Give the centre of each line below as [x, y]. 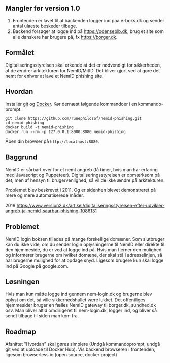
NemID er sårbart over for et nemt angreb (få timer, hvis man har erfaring [82, 170]
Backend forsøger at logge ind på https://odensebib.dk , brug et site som [88, 31]
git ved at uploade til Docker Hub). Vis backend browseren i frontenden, [80, 349]
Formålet [20, 53]
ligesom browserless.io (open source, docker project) [61, 354]
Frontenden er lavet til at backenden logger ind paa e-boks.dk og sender [89, 20]
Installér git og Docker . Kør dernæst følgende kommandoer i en [71, 104]
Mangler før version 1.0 [43, 8]
